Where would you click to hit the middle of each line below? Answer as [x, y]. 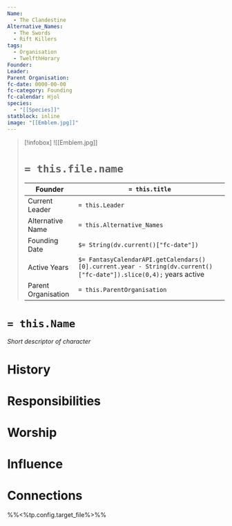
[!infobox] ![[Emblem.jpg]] [61, 142]
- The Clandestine [40, 20]
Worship [32, 432]
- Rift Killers [35, 39]
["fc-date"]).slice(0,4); [121, 275]
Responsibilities [54, 401]
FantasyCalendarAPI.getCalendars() [147, 260]
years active [185, 275]
